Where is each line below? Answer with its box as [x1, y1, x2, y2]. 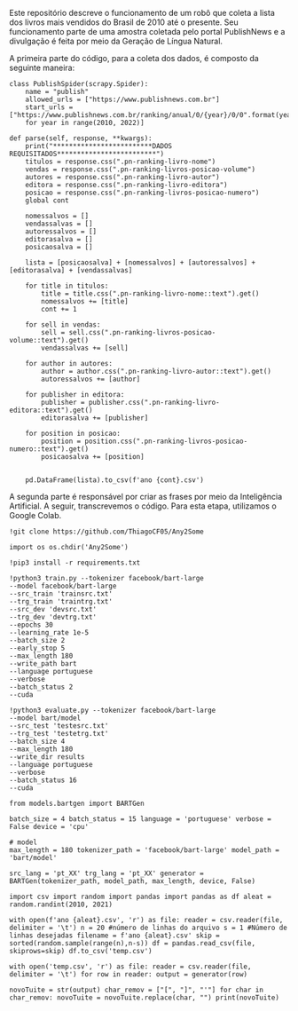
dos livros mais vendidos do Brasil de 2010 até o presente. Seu [9, 17, 239, 28]
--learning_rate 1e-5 [9, 628, 90, 637]
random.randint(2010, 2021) [9, 900, 114, 909]
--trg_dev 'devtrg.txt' [9, 612, 98, 621]
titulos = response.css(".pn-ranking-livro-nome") [25, 157, 216, 166]
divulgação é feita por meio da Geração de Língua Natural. [9, 36, 223, 46]
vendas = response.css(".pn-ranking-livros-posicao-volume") [25, 165, 255, 174]
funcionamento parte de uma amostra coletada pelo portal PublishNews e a [9, 27, 286, 36]
